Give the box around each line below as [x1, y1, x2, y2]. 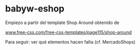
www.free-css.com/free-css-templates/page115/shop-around [5, 29, 132, 35]
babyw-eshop [5, 3, 65, 14]
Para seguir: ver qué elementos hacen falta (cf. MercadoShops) [5, 38, 136, 45]
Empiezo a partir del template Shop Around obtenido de [5, 19, 120, 25]
